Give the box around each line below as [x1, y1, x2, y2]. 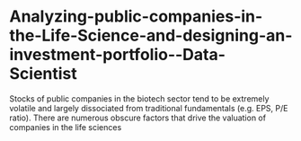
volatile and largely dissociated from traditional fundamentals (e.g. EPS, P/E [9, 102, 288, 113]
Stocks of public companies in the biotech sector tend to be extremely [9, 93, 270, 104]
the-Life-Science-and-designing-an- [9, 25, 293, 46]
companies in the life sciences [9, 121, 122, 132]
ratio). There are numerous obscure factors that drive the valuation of [9, 112, 267, 123]
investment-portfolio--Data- [9, 45, 226, 65]
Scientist [9, 64, 78, 84]
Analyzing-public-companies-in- [9, 6, 263, 27]
